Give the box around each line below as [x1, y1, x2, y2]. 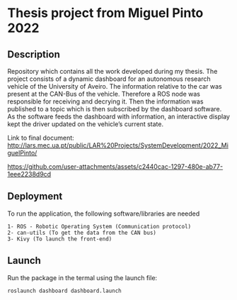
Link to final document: [7, 133, 74, 142]
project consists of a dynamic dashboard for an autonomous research [7, 74, 211, 83]
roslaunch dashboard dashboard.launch [7, 287, 122, 294]
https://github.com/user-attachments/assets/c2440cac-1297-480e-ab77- [7, 162, 224, 171]
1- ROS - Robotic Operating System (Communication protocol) [7, 223, 192, 230]
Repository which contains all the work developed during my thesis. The [7, 67, 218, 75]
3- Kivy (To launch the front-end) [7, 235, 112, 243]
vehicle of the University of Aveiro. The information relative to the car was [7, 82, 222, 90]
